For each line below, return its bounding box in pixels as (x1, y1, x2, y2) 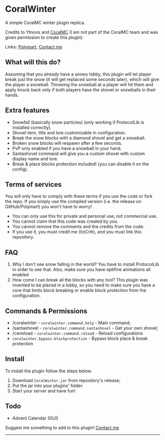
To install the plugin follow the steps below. (5, 368, 92, 374)
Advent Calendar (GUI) (12, 415, 59, 421)
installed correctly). (12, 124, 52, 130)
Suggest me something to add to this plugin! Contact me (5, 424, 119, 430)
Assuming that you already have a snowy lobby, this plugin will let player (5, 71, 152, 77)
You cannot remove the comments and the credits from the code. (12, 224, 145, 230)
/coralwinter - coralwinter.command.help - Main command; (12, 320, 131, 326)
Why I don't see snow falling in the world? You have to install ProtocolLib (12, 261, 160, 267)
